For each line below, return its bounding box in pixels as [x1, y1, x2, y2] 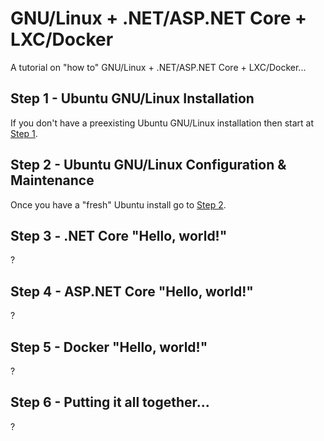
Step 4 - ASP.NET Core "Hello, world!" [10, 283, 254, 300]
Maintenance [10, 172, 95, 189]
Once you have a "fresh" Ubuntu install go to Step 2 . [10, 198, 227, 211]
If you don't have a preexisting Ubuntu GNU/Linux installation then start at [10, 117, 315, 129]
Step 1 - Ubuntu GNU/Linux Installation [10, 90, 255, 107]
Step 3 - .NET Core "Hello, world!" [10, 227, 228, 244]
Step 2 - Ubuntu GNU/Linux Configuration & [10, 157, 287, 174]
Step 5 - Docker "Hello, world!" [10, 338, 208, 356]
